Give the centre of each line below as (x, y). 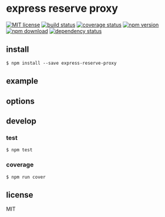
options (21, 101)
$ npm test (19, 150)
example (22, 81)
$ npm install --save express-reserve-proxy (61, 63)
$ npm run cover (26, 177)
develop (21, 121)
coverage (20, 165)
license (20, 195)
